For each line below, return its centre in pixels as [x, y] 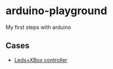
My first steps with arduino [38, 27]
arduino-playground [56, 11]
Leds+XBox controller [41, 60]
